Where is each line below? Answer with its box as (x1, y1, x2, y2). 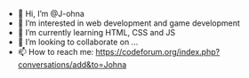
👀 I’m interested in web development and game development (17, 18, 240, 28)
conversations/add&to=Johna (17, 59, 127, 70)
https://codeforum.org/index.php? (95, 47, 221, 57)
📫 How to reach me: (17, 47, 94, 57)
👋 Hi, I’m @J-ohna (17, 9, 84, 19)
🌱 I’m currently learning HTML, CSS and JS (17, 27, 176, 37)
